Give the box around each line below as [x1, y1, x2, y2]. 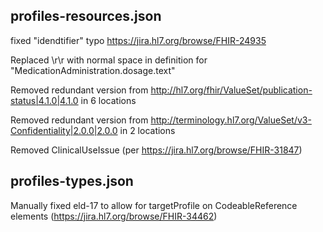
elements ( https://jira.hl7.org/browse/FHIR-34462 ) [10, 210, 218, 222]
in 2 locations [119, 124, 176, 136]
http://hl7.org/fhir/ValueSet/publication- [150, 84, 313, 96]
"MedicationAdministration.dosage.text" [10, 64, 176, 76]
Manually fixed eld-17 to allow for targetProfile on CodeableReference [10, 199, 298, 211]
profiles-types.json [10, 173, 134, 190]
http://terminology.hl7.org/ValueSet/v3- [150, 114, 312, 126]
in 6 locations [80, 94, 137, 106]
